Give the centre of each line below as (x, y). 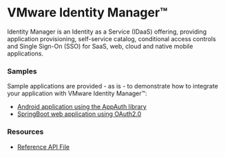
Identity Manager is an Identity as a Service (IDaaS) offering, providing (107, 32)
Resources (25, 132)
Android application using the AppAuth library (82, 107)
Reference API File (43, 147)
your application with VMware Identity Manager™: (77, 93)
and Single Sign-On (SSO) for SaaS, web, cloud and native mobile (100, 46)
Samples (22, 71)
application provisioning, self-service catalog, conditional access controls (112, 38)
